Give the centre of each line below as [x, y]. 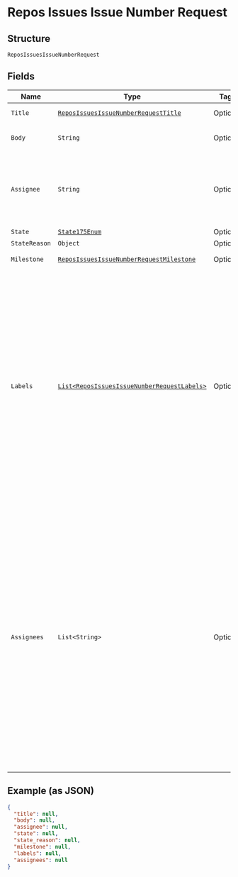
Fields [21, 76]
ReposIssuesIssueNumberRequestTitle [120, 113]
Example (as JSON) [51, 791]
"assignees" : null [41, 860]
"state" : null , [36, 834]
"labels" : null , [38, 853]
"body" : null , [34, 820]
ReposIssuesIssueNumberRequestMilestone [127, 259]
